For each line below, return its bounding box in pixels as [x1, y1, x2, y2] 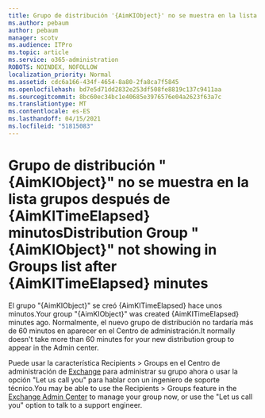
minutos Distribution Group [8, 224, 188, 242]
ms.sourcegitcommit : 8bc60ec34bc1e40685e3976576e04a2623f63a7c [8, 93, 222, 101]
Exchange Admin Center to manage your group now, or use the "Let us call [8, 392, 253, 401]
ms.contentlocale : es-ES [8, 108, 90, 116]
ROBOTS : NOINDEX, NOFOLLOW [8, 63, 98, 71]
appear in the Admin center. [8, 343, 99, 352]
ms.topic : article [8, 48, 69, 56]
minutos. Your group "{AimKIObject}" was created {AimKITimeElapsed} [8, 309, 240, 318]
